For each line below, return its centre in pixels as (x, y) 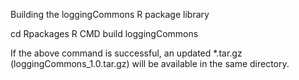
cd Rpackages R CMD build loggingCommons (104, 33)
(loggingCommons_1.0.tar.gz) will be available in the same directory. (150, 63)
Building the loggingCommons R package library (110, 14)
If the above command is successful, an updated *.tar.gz (126, 53)
